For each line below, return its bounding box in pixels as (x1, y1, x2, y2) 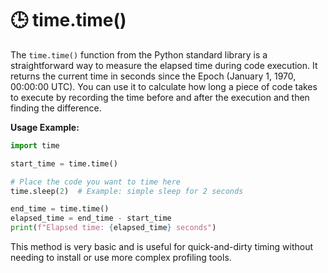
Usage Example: (10, 121, 80, 133)
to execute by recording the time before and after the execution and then (10, 91, 310, 103)
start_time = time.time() (10, 158, 118, 169)
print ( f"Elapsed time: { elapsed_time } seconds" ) (10, 223, 217, 233)
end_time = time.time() (10, 204, 110, 214)
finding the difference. (10, 102, 102, 114)
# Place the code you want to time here (10, 177, 182, 187)
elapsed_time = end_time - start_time (10, 213, 172, 224)
